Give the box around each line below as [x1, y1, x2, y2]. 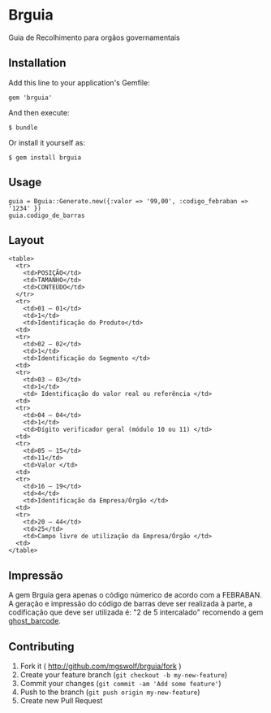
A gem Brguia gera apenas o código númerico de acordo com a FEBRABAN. [8, 590, 262, 600]
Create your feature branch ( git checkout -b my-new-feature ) [19, 670, 228, 680]
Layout [8, 233, 45, 247]
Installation [8, 56, 67, 70]
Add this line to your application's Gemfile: [8, 77, 150, 87]
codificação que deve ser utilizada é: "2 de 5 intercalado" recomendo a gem [8, 607, 264, 617]
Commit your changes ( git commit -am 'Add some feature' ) [19, 679, 222, 688]
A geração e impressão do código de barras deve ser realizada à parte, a [8, 599, 253, 609]
